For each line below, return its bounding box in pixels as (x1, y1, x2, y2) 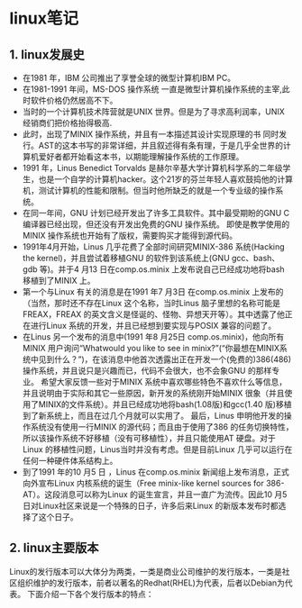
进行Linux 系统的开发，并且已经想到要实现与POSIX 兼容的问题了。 (30, 321, 277, 331)
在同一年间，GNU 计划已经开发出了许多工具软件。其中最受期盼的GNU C (22, 208, 290, 218)
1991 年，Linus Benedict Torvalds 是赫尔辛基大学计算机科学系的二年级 (22, 163, 283, 173)
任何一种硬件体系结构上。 (22, 456, 118, 466)
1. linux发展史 (9, 47, 86, 62)
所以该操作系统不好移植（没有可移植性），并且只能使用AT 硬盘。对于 (22, 433, 277, 443)
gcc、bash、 (231, 253, 280, 263)
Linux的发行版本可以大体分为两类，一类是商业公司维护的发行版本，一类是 (9, 566, 282, 576)
